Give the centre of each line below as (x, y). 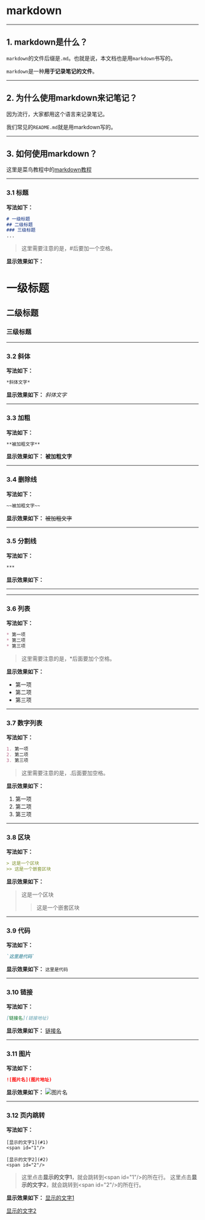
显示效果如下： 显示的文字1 (40, 1198)
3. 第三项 (17, 760)
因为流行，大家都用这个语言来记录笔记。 (57, 114)
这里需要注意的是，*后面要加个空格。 (68, 658)
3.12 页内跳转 (26, 1115)
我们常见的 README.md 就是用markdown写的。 (61, 127)
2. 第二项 (17, 754)
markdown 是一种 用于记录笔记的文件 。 (52, 71)
